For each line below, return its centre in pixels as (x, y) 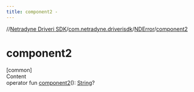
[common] (19, 70)
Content (16, 76)
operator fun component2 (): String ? (51, 82)
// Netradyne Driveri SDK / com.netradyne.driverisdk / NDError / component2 (97, 29)
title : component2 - (32, 12)
